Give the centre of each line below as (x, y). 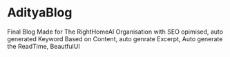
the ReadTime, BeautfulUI (44, 46)
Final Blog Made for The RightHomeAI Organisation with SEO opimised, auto (115, 32)
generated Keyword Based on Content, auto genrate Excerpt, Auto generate (115, 38)
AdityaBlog (40, 13)
